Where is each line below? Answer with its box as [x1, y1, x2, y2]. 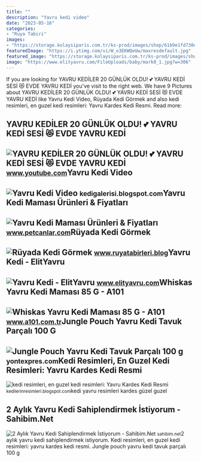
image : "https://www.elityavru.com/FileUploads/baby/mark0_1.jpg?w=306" [6, 59, 191, 65]
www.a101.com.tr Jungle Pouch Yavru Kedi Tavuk [6, 316, 182, 327]
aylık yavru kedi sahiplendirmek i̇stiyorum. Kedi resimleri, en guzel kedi [6, 436, 181, 443]
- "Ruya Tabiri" [6, 31, 47, 37]
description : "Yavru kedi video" [6, 14, 90, 20]
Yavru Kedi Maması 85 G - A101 [6, 286, 124, 297]
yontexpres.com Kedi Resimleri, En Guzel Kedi [6, 355, 170, 366]
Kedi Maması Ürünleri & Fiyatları [6, 197, 129, 208]
